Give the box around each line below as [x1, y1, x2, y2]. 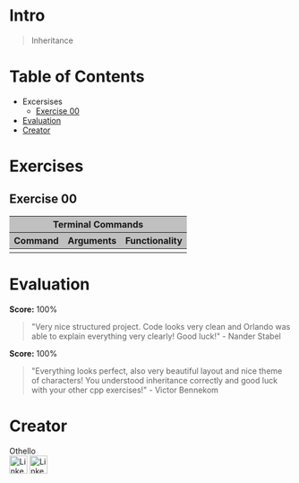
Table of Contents [9, 66, 145, 87]
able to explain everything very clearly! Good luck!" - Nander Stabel [30, 331, 282, 341]
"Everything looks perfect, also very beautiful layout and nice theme [30, 365, 283, 376]
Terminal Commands [52, 218, 144, 230]
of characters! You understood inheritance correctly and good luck [30, 375, 278, 385]
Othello [9, 445, 36, 456]
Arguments [67, 234, 117, 246]
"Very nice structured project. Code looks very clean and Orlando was [30, 321, 291, 332]
